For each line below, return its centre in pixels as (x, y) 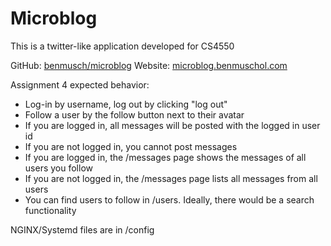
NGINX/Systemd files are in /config (82, 229)
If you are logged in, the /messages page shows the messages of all (165, 157)
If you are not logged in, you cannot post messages (131, 146)
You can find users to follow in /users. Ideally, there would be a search (169, 199)
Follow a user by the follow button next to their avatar (134, 114)
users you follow (58, 168)
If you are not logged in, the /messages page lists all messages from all (171, 178)
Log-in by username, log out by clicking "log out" (126, 104)
